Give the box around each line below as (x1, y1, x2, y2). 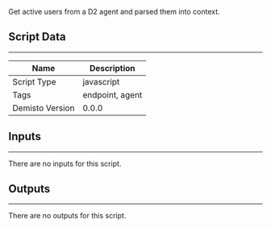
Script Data (8, 30, 66, 44)
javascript (82, 76, 120, 87)
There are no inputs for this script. (8, 159, 122, 168)
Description (89, 62, 135, 73)
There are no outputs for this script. (8, 211, 127, 221)
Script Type (12, 76, 56, 87)
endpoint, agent (82, 89, 143, 100)
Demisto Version (12, 102, 75, 114)
